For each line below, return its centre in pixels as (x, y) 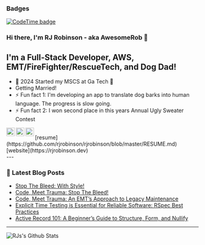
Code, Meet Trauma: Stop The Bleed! (62, 193)
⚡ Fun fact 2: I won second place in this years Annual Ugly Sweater (99, 110)
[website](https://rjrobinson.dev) (47, 151)
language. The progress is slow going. (63, 104)
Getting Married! (36, 88)
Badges (18, 9)
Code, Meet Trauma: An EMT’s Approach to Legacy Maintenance (97, 199)
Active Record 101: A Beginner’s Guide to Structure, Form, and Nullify (102, 218)
